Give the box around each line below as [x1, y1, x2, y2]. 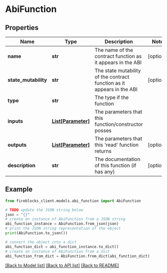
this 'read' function [94, 141, 139, 148]
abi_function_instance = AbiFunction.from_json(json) [5, 221, 119, 227]
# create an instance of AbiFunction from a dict [5, 249, 110, 254]
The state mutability [94, 67, 141, 74]
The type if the [94, 94, 129, 101]
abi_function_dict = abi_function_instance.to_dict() [5, 244, 119, 249]
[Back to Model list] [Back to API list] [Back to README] [5, 263, 119, 269]
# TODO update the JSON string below [5, 207, 83, 213]
